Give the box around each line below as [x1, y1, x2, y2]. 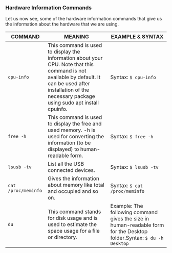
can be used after [48, 80, 91, 87]
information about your [48, 55, 103, 62]
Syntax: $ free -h [110, 133, 154, 140]
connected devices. [48, 167, 95, 174]
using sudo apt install [48, 99, 99, 106]
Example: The [110, 203, 143, 210]
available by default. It [48, 73, 101, 81]
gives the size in [110, 215, 149, 222]
